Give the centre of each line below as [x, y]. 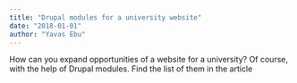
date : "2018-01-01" [46, 26]
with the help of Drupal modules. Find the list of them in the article [131, 69]
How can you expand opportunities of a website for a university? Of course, [149, 60]
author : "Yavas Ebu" [48, 34]
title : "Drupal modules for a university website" [106, 17]
